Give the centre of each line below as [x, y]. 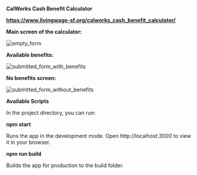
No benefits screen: [31, 78]
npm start [18, 124]
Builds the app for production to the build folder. [65, 165]
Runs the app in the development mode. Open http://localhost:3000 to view [99, 136]
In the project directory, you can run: [51, 113]
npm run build [24, 154]
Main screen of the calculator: [44, 32]
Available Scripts [28, 101]
